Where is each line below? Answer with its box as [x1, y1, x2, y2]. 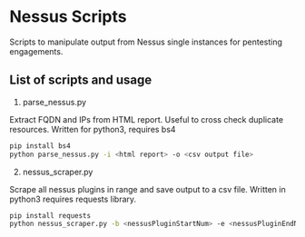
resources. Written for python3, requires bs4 [9, 123, 176, 134]
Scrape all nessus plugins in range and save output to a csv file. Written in [9, 183, 286, 194]
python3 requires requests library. [9, 193, 137, 204]
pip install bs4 [9, 141, 71, 151]
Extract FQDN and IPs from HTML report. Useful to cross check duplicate [9, 114, 284, 124]
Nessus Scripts [9, 6, 127, 27]
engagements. [9, 45, 64, 56]
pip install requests [9, 211, 92, 220]
